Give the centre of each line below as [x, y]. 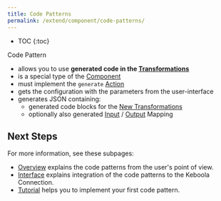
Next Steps [32, 136]
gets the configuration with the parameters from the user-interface [115, 91]
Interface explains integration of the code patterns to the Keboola [114, 175]
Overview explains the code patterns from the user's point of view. [115, 167]
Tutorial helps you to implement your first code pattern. [99, 190]
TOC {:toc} [34, 41]
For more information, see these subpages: [71, 153]
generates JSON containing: [59, 99]
